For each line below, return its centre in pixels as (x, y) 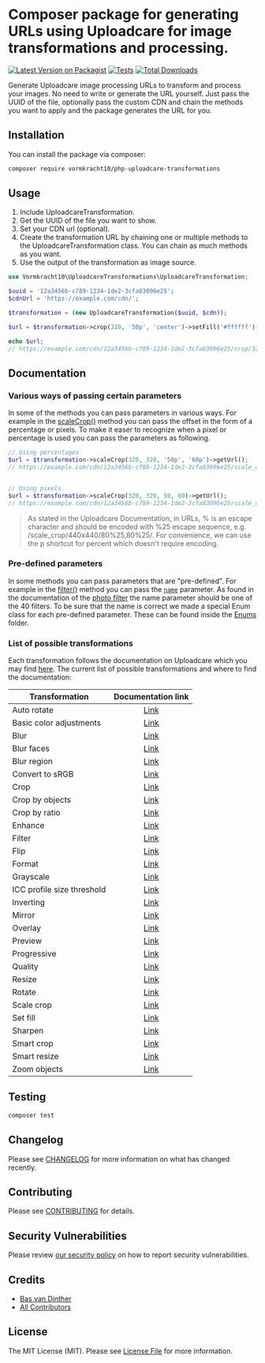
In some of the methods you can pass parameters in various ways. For (122, 413)
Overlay (27, 928)
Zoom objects (37, 1069)
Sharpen (28, 1031)
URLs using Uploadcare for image (120, 31)
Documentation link (151, 697)
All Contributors (45, 1307)
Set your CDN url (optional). (65, 229)
